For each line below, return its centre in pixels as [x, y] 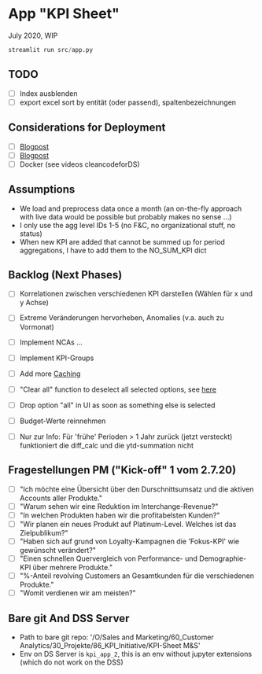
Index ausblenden [48, 93]
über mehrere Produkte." [73, 568]
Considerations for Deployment [87, 128]
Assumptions [42, 190]
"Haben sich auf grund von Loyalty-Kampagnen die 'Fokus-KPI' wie [129, 541]
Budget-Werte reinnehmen [63, 421]
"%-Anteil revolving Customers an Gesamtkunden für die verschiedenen [137, 576]
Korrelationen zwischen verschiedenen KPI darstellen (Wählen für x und [136, 294]
